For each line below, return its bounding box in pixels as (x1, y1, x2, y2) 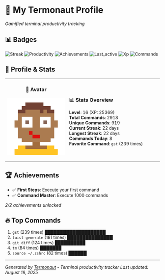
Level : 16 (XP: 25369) (69, 109, 115, 115)
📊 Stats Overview (69, 96, 113, 103)
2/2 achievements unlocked (5, 202, 61, 208)
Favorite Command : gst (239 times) (69, 140, 143, 146)
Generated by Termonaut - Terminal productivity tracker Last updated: (5, 264, 149, 270)
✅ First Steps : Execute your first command (12, 187, 100, 193)
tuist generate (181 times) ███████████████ (12, 234, 113, 240)
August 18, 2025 (5, 270, 38, 276)
